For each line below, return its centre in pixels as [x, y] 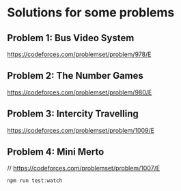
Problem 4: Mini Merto [56, 152]
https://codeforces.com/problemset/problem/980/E [80, 92]
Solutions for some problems [91, 13]
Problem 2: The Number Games [75, 76]
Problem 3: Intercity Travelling [73, 114]
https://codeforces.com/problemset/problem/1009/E [81, 130]
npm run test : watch [35, 181]
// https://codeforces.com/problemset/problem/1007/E [84, 168]
